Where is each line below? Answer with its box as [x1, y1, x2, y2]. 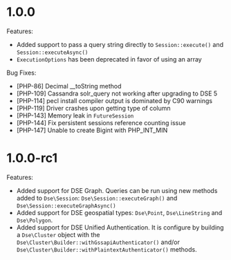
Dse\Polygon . [16, 216, 53, 224]
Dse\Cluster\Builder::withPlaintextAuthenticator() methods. [16, 245, 198, 253]
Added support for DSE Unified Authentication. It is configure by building [16, 223, 224, 232]
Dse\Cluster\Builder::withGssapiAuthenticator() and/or [16, 238, 181, 246]
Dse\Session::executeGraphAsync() [16, 202, 116, 210]
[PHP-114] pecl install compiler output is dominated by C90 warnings [16, 96, 212, 104]
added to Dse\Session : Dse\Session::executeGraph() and [16, 194, 178, 202]
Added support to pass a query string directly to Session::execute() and [16, 40, 224, 48]
